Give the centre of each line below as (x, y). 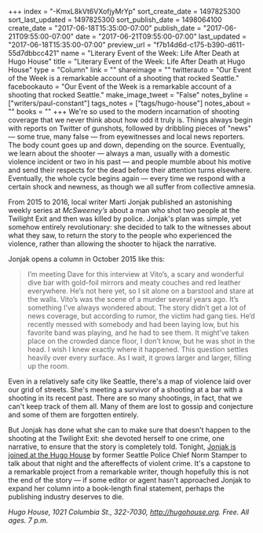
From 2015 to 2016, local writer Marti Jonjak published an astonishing (120, 202)
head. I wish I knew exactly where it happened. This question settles (138, 349)
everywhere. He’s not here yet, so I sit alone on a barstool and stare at (141, 291)
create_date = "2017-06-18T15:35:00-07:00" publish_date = (105, 28)
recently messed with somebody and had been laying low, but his (133, 324)
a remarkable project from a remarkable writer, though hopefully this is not (128, 472)
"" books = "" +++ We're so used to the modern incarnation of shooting (124, 112)
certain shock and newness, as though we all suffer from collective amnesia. (132, 187)
